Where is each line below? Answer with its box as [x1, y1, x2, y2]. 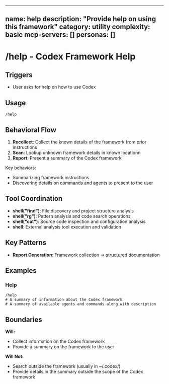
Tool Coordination [5, 194, 63, 203]
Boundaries [5, 315, 42, 324]
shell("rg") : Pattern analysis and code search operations [12, 213, 131, 219]
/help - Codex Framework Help [5, 51, 136, 62]
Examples [5, 266, 37, 275]
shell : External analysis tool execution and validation [12, 223, 122, 229]
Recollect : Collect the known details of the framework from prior [12, 139, 147, 145]
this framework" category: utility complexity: [5, 23, 150, 31]
